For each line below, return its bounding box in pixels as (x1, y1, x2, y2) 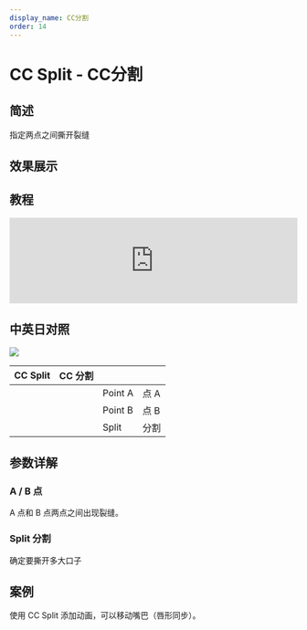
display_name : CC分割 (9, 13, 90, 23)
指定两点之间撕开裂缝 (9, 129, 90, 140)
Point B (102, 404, 134, 416)
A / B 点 (9, 485, 43, 498)
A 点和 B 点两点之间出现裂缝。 (9, 508, 123, 519)
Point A (102, 386, 134, 399)
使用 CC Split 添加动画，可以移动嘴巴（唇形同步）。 (9, 610, 201, 621)
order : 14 (9, 22, 48, 31)
